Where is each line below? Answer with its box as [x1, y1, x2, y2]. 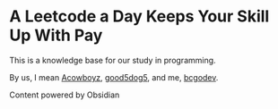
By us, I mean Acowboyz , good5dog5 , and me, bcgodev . [9, 71, 219, 82]
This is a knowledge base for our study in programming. [9, 54, 217, 65]
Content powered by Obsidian [9, 89, 120, 100]
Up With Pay [9, 25, 103, 46]
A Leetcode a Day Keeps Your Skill [9, 6, 270, 27]
